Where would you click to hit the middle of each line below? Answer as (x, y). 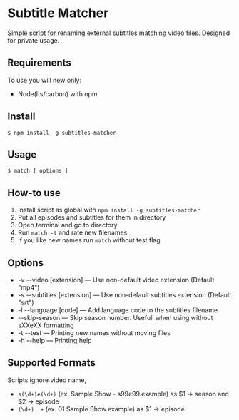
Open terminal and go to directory (67, 225)
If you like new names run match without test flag (89, 240)
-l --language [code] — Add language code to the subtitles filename (118, 310)
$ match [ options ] (38, 171)
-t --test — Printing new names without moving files (94, 333)
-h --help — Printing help (55, 340)
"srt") (26, 302)
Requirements (39, 63)
